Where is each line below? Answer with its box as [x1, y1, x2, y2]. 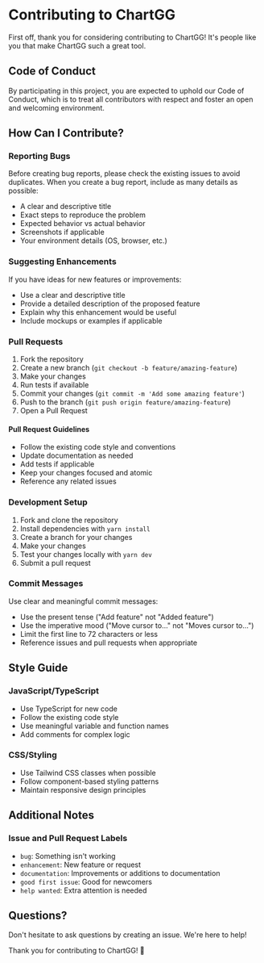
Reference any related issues [19, 476, 117, 486]
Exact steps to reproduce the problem [19, 210, 146, 220]
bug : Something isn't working [19, 851, 116, 860]
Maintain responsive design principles [19, 785, 146, 794]
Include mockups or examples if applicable [19, 316, 163, 325]
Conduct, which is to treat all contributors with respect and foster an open [8, 94, 254, 104]
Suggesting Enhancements [8, 256, 117, 267]
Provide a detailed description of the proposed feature [19, 299, 200, 308]
